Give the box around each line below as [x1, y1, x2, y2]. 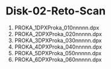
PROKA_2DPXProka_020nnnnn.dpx [14, 30, 102, 37]
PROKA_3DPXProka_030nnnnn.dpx [14, 37, 102, 44]
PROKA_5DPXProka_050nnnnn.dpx [14, 49, 102, 56]
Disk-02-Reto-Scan [5, 4, 106, 18]
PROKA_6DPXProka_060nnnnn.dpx [14, 56, 102, 63]
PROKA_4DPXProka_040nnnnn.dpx [14, 43, 102, 50]
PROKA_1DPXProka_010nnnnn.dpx [14, 24, 100, 31]
